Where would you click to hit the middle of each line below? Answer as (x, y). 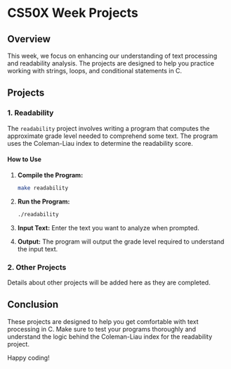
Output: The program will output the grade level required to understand (121, 242)
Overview (29, 39)
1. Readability (31, 113)
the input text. (38, 249)
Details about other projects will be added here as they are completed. (109, 282)
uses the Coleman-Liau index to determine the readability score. (100, 143)
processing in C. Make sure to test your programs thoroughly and (102, 329)
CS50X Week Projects (73, 13)
